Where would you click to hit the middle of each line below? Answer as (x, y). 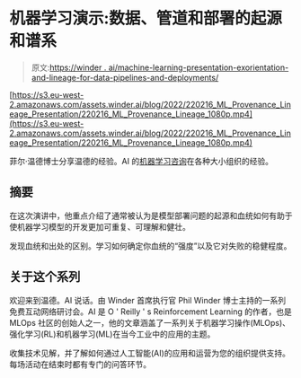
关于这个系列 (45, 277)
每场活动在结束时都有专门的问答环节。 (80, 364)
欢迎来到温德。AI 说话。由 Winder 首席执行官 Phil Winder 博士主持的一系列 (147, 300)
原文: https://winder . (69, 67)
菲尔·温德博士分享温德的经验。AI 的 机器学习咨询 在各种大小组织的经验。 (142, 161)
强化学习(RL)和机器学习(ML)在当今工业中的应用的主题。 (112, 334)
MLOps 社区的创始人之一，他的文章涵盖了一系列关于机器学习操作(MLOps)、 (150, 322)
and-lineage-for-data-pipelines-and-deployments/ (125, 77)
